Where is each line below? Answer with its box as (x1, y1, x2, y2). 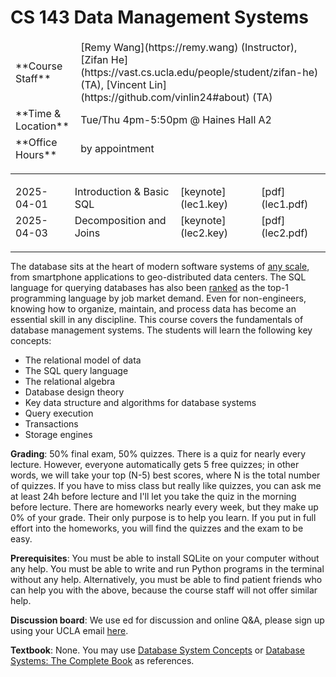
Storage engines (24, 428, 93, 440)
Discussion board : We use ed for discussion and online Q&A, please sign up (10, 614, 325, 626)
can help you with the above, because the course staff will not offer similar (10, 584, 318, 596)
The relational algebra (24, 375, 116, 387)
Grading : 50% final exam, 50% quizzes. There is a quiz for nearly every (10, 447, 307, 460)
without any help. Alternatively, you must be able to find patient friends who (10, 573, 323, 585)
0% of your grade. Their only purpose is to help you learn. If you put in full (10, 511, 317, 523)
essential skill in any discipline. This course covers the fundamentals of (10, 313, 304, 325)
